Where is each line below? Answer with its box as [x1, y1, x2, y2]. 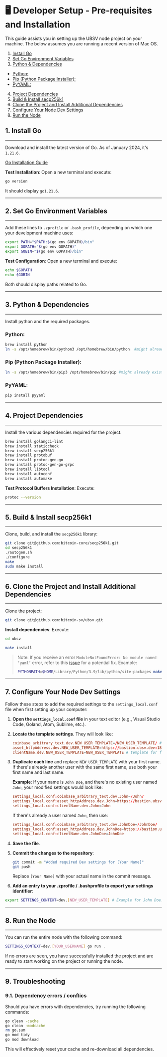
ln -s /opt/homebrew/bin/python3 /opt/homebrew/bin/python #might [5, 347, 148, 352]
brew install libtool [5, 467, 50, 472]
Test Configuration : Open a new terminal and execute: [5, 258, 118, 264]
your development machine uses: [5, 230, 74, 236]
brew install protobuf [5, 453, 52, 458]
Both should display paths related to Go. [5, 281, 87, 287]
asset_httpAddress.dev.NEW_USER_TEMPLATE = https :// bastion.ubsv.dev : [12, 745, 158, 750]
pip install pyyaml [5, 393, 46, 398]
